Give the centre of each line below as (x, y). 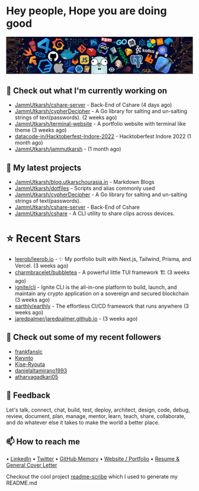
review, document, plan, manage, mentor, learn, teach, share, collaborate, (96, 416)
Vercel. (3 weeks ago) (41, 266)
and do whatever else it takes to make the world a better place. (83, 422)
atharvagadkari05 (36, 377)
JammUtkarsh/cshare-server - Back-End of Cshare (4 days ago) (93, 105)
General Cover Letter (32, 465)
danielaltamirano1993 (41, 370)
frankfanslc (28, 352)
